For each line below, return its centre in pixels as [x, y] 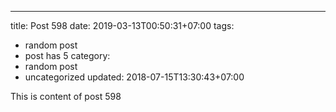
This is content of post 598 [66, 96]
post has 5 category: [67, 55]
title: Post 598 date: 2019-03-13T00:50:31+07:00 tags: [122, 25]
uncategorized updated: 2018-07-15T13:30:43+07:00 [134, 77]
